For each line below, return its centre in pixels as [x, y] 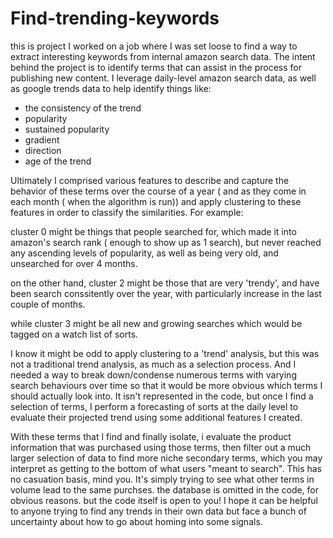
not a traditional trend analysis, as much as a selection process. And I [153, 364]
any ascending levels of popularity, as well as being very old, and [144, 253]
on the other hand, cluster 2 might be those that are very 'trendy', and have [165, 283]
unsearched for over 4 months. [74, 263]
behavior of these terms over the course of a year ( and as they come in [158, 191]
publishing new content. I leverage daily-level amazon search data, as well [163, 78]
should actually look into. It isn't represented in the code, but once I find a [162, 396]
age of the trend [58, 161]
